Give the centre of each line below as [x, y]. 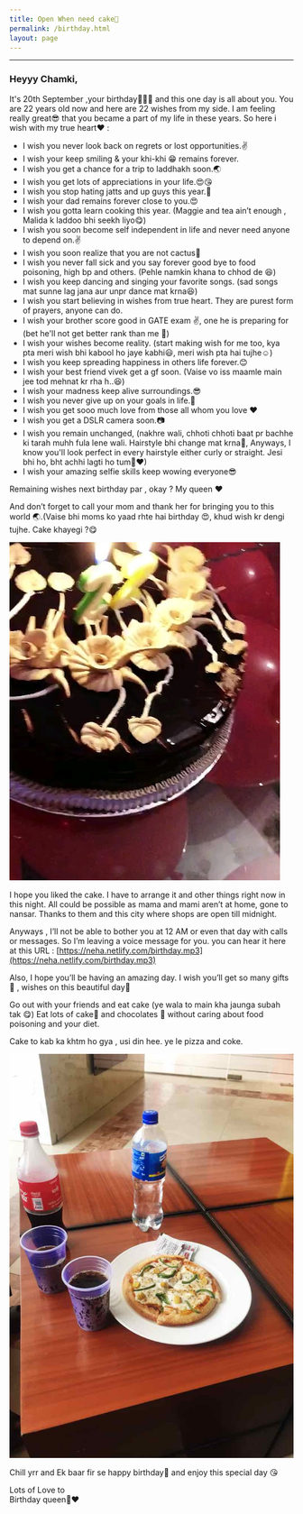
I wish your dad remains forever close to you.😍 [110, 201]
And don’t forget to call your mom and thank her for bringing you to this [142, 506]
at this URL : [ [35, 950]
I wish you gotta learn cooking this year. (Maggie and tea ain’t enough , [154, 210]
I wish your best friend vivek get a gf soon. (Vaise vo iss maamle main [152, 372]
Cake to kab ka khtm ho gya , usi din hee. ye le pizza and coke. [126, 1041]
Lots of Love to [37, 1490]
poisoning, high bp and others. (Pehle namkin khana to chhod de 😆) [149, 271]
